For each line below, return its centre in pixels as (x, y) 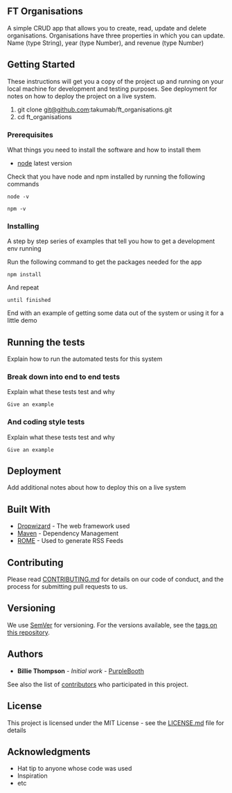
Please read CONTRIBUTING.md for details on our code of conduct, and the (115, 579)
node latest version (45, 163)
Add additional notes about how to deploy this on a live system (97, 488)
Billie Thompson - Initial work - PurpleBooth (80, 670)
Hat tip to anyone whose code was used (74, 769)
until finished (29, 301)
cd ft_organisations (44, 116)
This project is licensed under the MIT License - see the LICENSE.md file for (116, 722)
